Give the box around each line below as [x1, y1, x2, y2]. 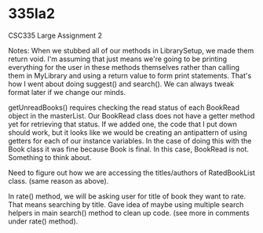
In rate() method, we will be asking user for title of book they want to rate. [8, 191, 246, 201]
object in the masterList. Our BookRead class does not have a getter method [8, 111, 255, 120]
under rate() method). [8, 217, 79, 226]
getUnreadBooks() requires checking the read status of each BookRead [8, 103, 240, 112]
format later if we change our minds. [8, 87, 126, 96]
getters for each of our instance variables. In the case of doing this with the [8, 136, 252, 145]
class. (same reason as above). [8, 176, 109, 185]
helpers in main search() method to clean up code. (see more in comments [8, 208, 250, 217]
